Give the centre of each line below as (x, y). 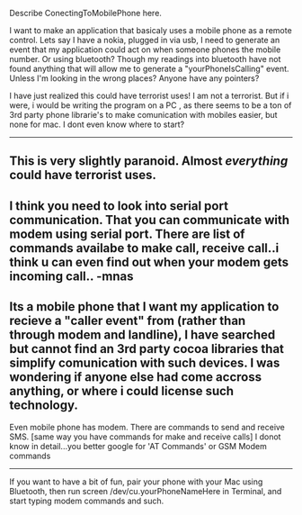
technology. (44, 406)
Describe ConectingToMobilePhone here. (85, 13)
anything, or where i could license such (122, 391)
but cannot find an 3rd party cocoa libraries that (147, 349)
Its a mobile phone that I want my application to (144, 307)
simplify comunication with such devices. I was (145, 363)
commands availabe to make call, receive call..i (144, 248)
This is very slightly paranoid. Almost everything (149, 161)
